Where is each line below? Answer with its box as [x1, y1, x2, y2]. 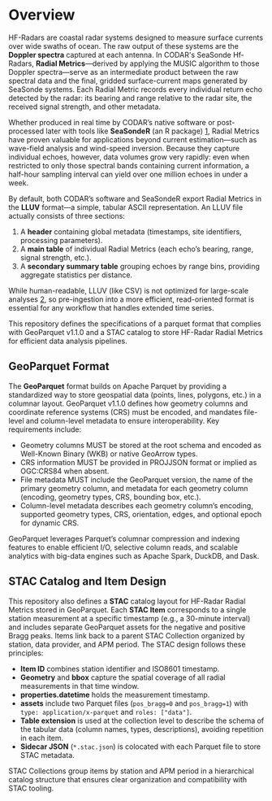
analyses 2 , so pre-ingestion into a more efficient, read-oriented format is [8, 294, 254, 304]
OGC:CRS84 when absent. [19, 466, 110, 476]
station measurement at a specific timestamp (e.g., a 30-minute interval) [8, 613, 251, 623]
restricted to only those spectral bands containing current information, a [8, 160, 250, 170]
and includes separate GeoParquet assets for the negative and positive [8, 622, 246, 632]
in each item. [19, 733, 64, 742]
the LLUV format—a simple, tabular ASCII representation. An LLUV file [8, 202, 244, 212]
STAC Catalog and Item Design [8, 575, 166, 589]
